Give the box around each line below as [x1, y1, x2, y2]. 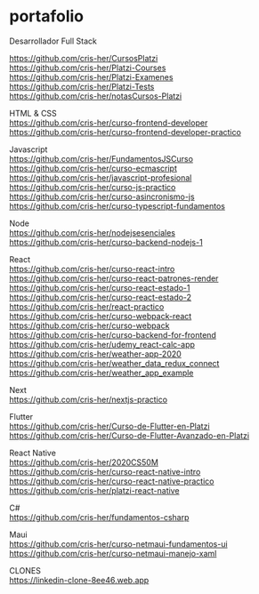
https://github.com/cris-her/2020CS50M [9, 456, 158, 468]
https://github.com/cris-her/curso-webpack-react [9, 310, 192, 321]
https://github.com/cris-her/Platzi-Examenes [9, 71, 174, 82]
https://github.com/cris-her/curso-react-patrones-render [9, 273, 219, 284]
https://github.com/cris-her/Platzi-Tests [9, 81, 155, 92]
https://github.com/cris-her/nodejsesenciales [9, 227, 176, 237]
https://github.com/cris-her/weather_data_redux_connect [9, 357, 220, 368]
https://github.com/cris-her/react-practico [9, 301, 165, 312]
